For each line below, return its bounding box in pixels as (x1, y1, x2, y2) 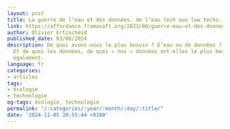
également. (13, 55, 44, 61)
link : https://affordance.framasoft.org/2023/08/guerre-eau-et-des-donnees (7, 23, 228, 29)
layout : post (7, 10, 44, 17)
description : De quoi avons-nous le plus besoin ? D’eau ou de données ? (7, 42, 222, 48)
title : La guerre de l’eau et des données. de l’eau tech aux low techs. (7, 16, 222, 23)
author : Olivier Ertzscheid (7, 29, 88, 36)
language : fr (7, 61, 44, 68)
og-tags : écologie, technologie (7, 99, 99, 106)
